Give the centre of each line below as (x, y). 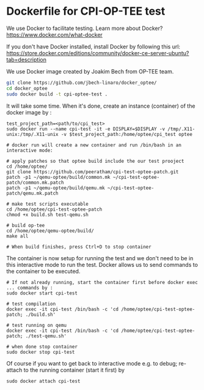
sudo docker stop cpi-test (41, 352)
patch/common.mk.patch (35, 182)
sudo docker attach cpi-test (43, 381)
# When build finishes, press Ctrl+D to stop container (79, 247)
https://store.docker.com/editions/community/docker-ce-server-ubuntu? (98, 53)
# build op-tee (26, 225)
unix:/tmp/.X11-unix (33, 134)
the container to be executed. (43, 271)
